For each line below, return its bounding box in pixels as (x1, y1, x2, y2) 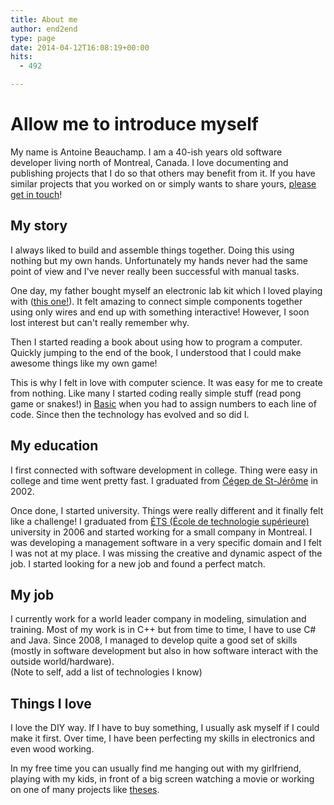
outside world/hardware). (10, 656, 115, 668)
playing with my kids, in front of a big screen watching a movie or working (10, 773, 315, 785)
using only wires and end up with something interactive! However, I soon (10, 306, 310, 318)
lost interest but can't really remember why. (10, 316, 190, 328)
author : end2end (10, 24, 78, 34)
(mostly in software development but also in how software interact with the (10, 645, 319, 657)
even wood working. (10, 743, 95, 755)
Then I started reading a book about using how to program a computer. (10, 336, 303, 348)
